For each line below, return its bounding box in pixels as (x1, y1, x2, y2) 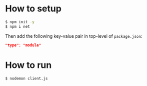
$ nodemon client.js (5, 76, 48, 81)
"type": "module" (5, 43, 41, 48)
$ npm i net (5, 24, 30, 29)
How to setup (5, 3, 61, 14)
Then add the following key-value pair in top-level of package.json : (5, 33, 142, 39)
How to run (5, 59, 52, 71)
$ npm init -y (5, 19, 35, 24)
